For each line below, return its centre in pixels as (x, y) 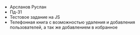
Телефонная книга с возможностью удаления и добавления (72, 22)
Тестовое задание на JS (35, 17)
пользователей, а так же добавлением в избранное (64, 27)
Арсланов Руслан (28, 7)
